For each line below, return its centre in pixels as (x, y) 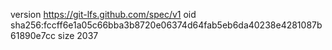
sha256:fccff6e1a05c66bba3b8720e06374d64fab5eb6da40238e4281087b (166, 25)
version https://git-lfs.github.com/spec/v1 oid (103, 14)
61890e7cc (33, 35)
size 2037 (78, 35)
